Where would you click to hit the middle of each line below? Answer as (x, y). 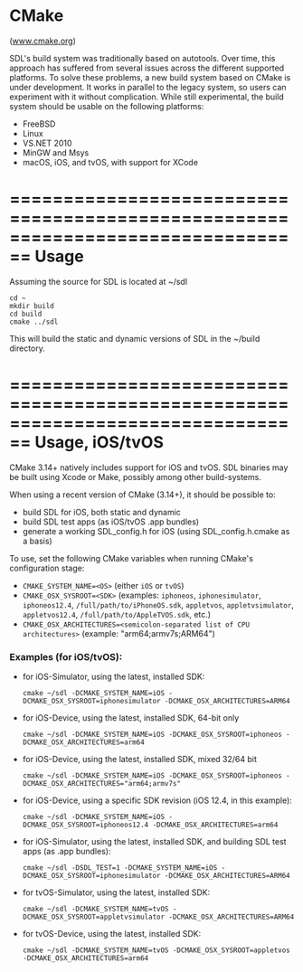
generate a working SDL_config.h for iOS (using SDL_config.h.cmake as (156, 531)
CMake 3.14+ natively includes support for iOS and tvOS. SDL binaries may (149, 467)
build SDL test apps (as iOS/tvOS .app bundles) (111, 522)
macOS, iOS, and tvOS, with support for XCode (110, 162)
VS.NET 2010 (47, 143)
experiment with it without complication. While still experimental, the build (147, 97)
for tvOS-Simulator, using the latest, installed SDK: (116, 892)
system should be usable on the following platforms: (107, 106)
